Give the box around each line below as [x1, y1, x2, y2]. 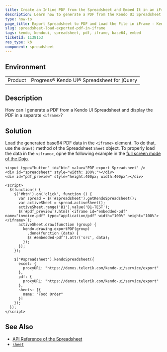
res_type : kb [5, 40, 32, 45]
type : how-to [5, 16, 32, 21]
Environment [5, 63, 46, 71]
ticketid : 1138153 [5, 35, 43, 40]
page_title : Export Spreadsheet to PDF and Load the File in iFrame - [5, 21, 155, 26]
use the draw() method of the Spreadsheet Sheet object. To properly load [5, 145, 155, 151]
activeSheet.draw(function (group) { [18, 222, 97, 227]
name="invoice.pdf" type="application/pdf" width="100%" [5, 214, 126, 219]
